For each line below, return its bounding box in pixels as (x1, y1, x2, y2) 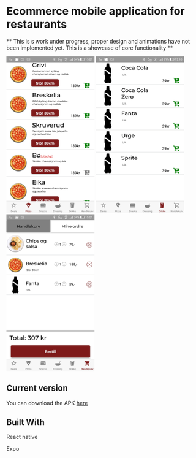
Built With (6, 417, 45, 427)
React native (6, 433, 38, 441)
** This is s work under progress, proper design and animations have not (6, 37, 190, 45)
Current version (6, 383, 69, 394)
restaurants (6, 17, 67, 31)
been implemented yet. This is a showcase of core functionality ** (6, 44, 173, 52)
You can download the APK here (6, 399, 88, 406)
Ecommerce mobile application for (6, 4, 185, 18)
